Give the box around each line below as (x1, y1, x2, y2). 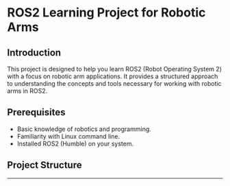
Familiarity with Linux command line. (16, 132, 120, 140)
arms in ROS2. (7, 87, 48, 95)
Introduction (7, 47, 62, 58)
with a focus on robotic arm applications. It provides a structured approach (7, 72, 218, 80)
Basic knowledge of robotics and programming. (16, 125, 152, 133)
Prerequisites (7, 106, 66, 118)
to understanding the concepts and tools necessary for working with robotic (7, 80, 222, 87)
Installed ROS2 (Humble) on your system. (16, 139, 134, 148)
